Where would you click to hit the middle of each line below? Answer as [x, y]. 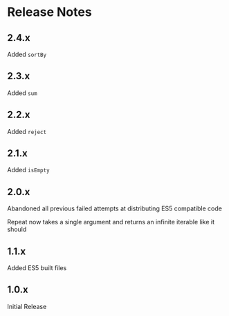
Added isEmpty [28, 170]
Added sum [22, 93]
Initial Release [27, 306]
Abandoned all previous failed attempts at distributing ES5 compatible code [115, 208]
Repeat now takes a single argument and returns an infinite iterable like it [111, 222]
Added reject [27, 131]
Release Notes [49, 12]
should [17, 229]
